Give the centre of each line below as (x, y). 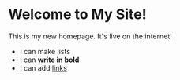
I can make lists (45, 51)
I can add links (43, 67)
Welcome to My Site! (78, 15)
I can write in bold (49, 60)
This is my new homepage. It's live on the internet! (90, 36)
